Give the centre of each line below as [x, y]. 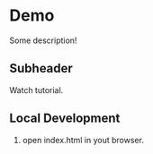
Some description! [43, 40]
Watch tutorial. [36, 90]
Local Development [65, 119]
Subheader [41, 68]
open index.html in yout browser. [83, 140]
